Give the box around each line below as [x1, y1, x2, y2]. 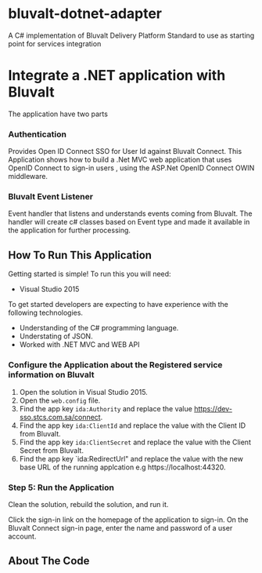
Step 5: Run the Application [8, 482, 115, 493]
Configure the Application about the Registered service [8, 359, 223, 370]
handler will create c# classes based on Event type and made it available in [8, 217, 250, 227]
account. [8, 531, 37, 541]
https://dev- [194, 403, 233, 413]
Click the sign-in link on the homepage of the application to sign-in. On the [8, 515, 249, 524]
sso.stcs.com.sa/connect [19, 412, 101, 422]
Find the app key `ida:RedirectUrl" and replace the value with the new [19, 454, 244, 463]
